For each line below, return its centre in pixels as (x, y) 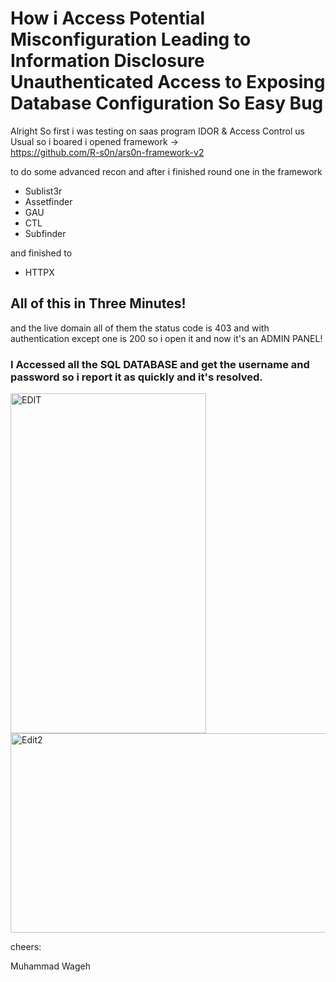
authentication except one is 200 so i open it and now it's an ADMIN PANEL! (166, 338)
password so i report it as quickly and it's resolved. (136, 377)
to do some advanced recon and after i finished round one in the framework (166, 171)
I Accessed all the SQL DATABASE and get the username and (160, 364)
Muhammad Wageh (50, 966)
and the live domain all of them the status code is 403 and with (140, 328)
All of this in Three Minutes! (98, 303)
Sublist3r (43, 191)
